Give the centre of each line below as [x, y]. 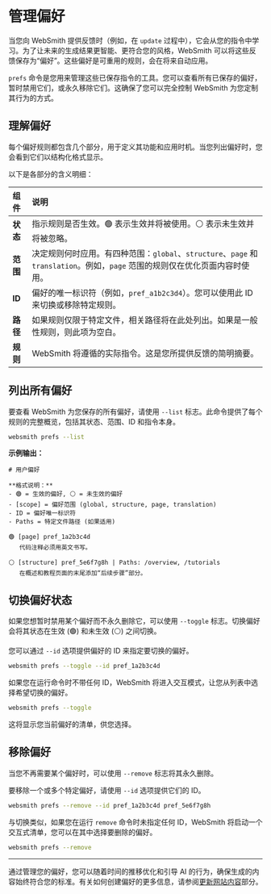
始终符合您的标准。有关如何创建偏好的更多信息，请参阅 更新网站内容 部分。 [139, 881]
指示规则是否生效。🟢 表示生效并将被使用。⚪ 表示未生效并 [143, 223]
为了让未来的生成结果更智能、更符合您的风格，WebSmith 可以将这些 [136, 50]
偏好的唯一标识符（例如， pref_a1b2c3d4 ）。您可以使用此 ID [143, 293]
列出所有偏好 [40, 391]
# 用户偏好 [24, 470]
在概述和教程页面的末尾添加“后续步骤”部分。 [83, 574]
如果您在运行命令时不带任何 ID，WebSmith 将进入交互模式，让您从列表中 [130, 683]
